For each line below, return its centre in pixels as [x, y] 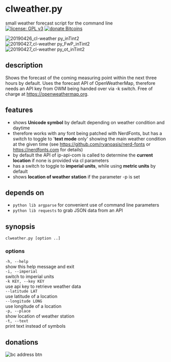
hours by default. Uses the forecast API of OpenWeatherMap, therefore [80, 83]
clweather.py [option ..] [33, 238]
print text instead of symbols [35, 326]
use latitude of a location [31, 297]
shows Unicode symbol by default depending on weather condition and [89, 122]
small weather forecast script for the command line [59, 23]
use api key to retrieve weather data [43, 286]
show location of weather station [40, 316]
